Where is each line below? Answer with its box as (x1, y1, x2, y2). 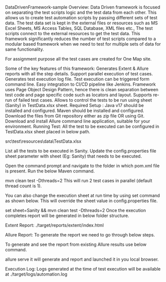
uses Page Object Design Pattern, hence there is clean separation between (5, 87, 159, 92)
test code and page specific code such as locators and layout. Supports (5, 92, 152, 98)
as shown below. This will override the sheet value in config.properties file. (5, 198, 158, 204)
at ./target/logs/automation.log (5, 271, 68, 277)
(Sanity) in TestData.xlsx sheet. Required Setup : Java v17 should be (5, 103, 144, 108)
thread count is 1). (5, 183, 42, 189)
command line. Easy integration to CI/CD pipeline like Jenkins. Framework (5, 81, 156, 87)
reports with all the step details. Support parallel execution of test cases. (5, 71, 153, 76)
